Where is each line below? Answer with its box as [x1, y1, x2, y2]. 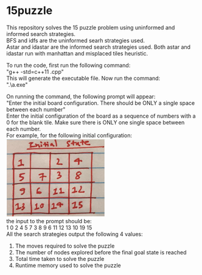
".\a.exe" [6, 80, 28, 88]
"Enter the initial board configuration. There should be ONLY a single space [6, 99, 195, 107]
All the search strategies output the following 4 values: [6, 230, 143, 238]
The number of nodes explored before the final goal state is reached [15, 248, 187, 256]
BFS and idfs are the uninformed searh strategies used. [6, 37, 145, 44]
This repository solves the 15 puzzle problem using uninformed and [6, 24, 175, 31]
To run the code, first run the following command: [6, 62, 131, 69]
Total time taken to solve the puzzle [15, 255, 105, 262]
